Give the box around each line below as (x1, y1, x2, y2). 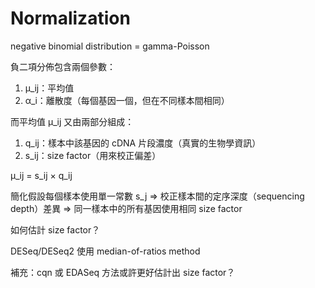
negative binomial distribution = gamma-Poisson (10, 40, 210, 52)
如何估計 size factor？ (10, 223, 101, 236)
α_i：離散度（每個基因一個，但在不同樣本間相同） (24, 94, 230, 106)
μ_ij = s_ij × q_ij (10, 169, 73, 181)
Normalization (10, 7, 131, 30)
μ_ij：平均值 (24, 82, 75, 94)
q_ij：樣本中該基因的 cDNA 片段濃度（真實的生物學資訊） (24, 137, 262, 149)
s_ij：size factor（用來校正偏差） (24, 149, 162, 161)
